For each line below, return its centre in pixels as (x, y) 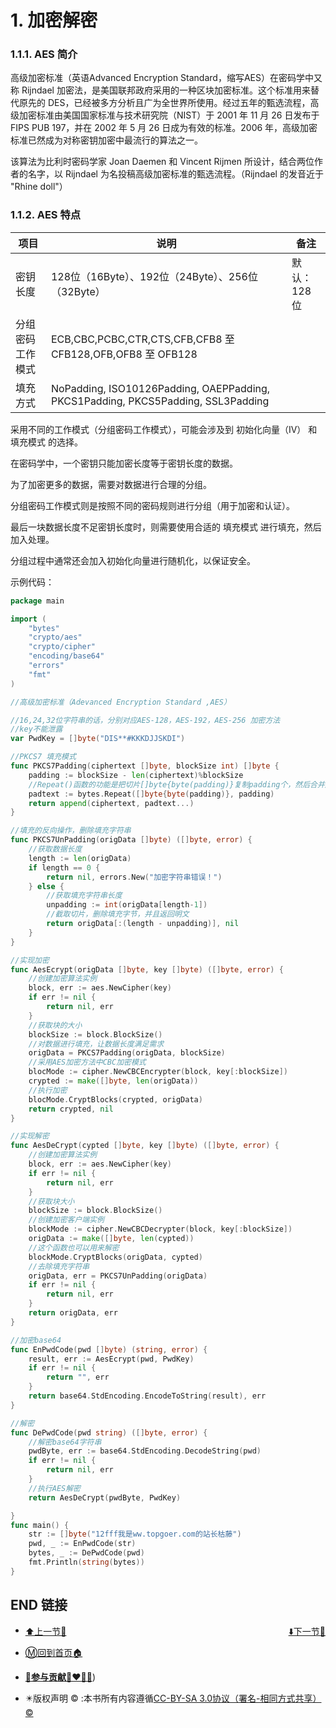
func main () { (40, 1525)
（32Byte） (78, 291)
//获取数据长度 (55, 849)
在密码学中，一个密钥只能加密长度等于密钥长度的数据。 (124, 463)
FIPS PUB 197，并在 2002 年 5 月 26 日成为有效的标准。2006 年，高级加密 (164, 128)
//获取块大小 (51, 1201)
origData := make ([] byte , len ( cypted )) (111, 1239)
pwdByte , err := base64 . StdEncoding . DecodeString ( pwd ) (145, 1451)
